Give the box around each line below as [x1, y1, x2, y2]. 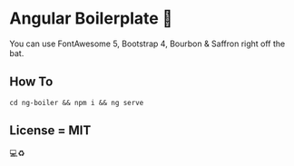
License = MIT [9, 122, 92, 139]
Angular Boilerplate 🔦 [9, 8, 173, 29]
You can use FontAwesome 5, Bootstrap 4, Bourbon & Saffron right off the [9, 38, 286, 49]
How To [9, 74, 54, 90]
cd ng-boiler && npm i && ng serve [9, 98, 144, 107]
